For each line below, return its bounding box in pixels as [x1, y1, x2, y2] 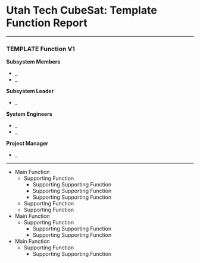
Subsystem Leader [6, 87, 54, 95]
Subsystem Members [6, 58, 61, 65]
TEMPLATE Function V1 [6, 45, 76, 53]
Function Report [6, 16, 87, 30]
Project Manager [6, 140, 49, 147]
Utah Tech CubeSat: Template [6, 4, 158, 17]
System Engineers [6, 110, 52, 118]
